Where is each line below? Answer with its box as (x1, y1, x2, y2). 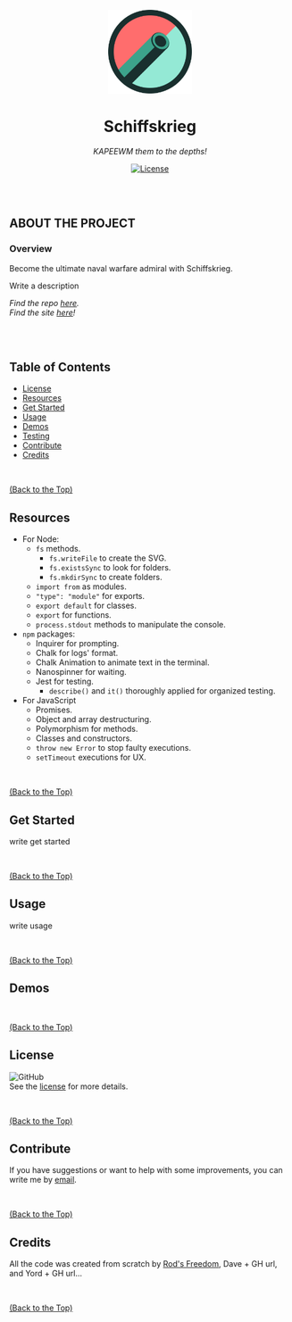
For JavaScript (21, 695, 77, 706)
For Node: (21, 534, 60, 545)
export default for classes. (35, 600, 137, 611)
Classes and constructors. (35, 733, 132, 744)
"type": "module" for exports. (35, 591, 146, 602)
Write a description (9, 280, 79, 291)
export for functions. (35, 610, 112, 620)
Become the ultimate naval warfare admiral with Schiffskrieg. (9, 262, 234, 273)
